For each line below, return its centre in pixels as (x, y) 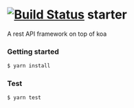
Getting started (33, 52)
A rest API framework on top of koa (57, 34)
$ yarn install (29, 66)
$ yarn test (24, 98)
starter (107, 15)
